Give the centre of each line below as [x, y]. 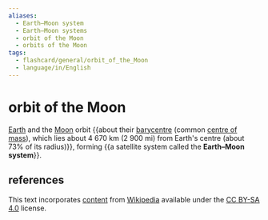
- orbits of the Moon [52, 46]
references [36, 180]
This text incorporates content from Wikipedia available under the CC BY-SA [134, 199]
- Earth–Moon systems [52, 30]
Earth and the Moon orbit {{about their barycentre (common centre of [123, 130]
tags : [17, 53]
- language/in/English [53, 68]
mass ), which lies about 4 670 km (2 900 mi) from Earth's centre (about [126, 138]
